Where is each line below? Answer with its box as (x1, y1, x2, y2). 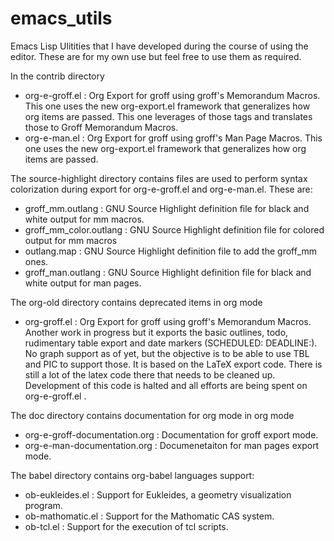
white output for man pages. (24, 277, 142, 289)
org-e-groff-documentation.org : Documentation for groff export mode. (24, 428, 319, 441)
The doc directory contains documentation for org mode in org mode (10, 409, 295, 421)
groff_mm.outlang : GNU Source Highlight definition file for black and (24, 202, 310, 214)
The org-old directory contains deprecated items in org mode (10, 296, 263, 308)
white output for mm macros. (24, 213, 145, 225)
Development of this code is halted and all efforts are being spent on (24, 379, 308, 391)
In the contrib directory (10, 70, 105, 82)
